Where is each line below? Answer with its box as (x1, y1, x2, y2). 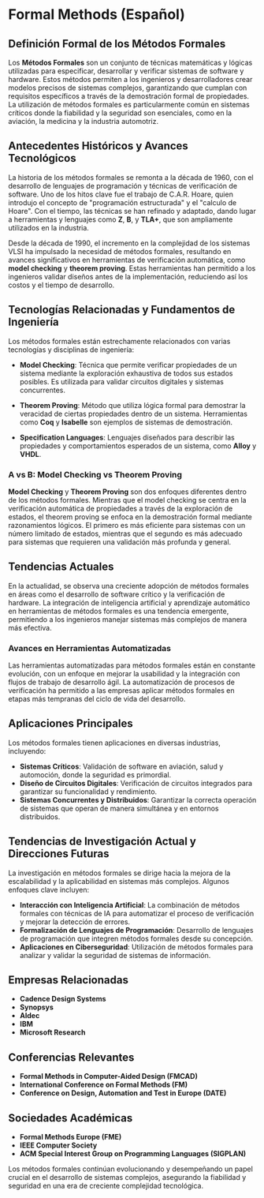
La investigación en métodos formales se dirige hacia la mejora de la (8, 868, 231, 878)
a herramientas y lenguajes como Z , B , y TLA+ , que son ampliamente (8, 215, 233, 224)
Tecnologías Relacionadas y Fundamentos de (8, 303, 236, 316)
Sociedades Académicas (8, 1111, 133, 1125)
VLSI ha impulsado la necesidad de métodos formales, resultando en (8, 246, 232, 256)
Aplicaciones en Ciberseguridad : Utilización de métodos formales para (19, 942, 254, 952)
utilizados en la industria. (8, 223, 89, 232)
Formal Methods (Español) (8, 6, 185, 24)
